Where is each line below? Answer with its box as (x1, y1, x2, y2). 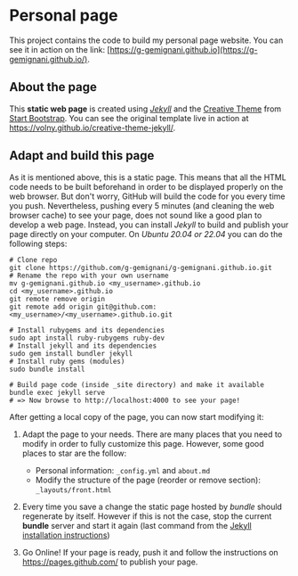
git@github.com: (96, 302, 157, 311)
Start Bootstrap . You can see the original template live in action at (9, 112, 249, 123)
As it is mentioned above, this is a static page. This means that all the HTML (9, 171, 286, 183)
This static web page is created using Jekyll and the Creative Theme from (9, 103, 282, 114)
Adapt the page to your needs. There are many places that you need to (21, 429, 283, 440)
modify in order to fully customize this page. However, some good (21, 438, 264, 448)
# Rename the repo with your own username (9, 271, 169, 280)
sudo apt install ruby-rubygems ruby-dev (9, 333, 165, 342)
